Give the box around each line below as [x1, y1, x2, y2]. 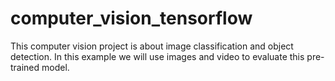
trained [10, 61, 40, 73]
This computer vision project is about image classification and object [10, 40, 294, 52]
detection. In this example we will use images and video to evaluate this [10, 50, 305, 62]
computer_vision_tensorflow [10, 7, 253, 30]
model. [41, 61, 70, 73]
